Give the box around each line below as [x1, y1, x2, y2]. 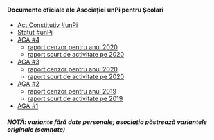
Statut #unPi [17, 28, 53, 37]
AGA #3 [17, 58, 40, 66]
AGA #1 [17, 102, 39, 110]
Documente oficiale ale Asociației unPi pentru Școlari [7, 6, 164, 14]
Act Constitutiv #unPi [17, 21, 78, 29]
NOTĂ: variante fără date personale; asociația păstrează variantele [7, 118, 208, 126]
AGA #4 [17, 35, 40, 44]
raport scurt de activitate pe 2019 [27, 94, 123, 103]
